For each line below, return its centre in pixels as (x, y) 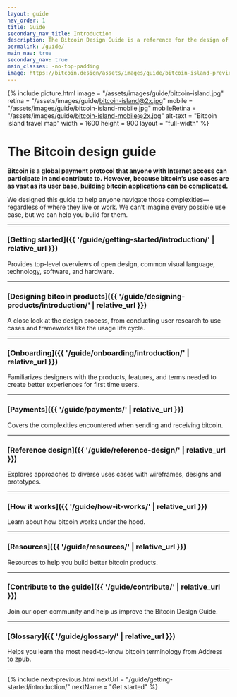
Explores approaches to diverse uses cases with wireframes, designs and (114, 474)
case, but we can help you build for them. (68, 215)
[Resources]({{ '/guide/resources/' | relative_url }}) (97, 547)
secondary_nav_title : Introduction (60, 34)
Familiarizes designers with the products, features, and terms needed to (112, 377)
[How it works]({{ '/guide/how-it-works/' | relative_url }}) (108, 506)
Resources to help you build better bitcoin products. (83, 562)
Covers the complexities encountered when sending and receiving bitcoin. (115, 425)
